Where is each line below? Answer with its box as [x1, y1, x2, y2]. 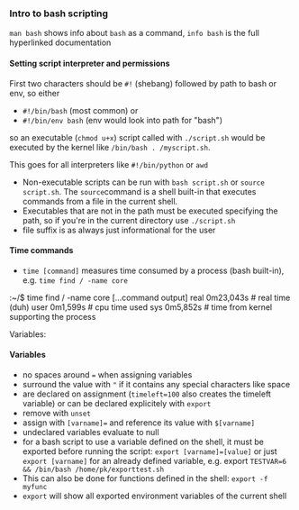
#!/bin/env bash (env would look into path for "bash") [22, 114, 223, 125]
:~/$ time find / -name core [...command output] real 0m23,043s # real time [9, 292, 291, 303]
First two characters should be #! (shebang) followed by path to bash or [9, 77, 277, 88]
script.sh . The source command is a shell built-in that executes [22, 186, 257, 196]
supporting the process [9, 311, 96, 322]
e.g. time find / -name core [22, 274, 129, 286]
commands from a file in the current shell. [22, 196, 178, 206]
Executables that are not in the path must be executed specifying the [22, 205, 278, 216]
